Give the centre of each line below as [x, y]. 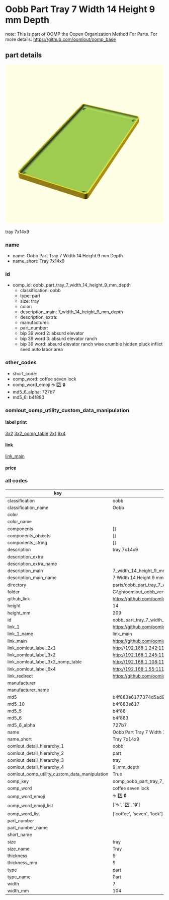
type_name [19, 877]
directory [17, 585]
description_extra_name [32, 564]
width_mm [18, 891]
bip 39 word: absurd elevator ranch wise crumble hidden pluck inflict [91, 344]
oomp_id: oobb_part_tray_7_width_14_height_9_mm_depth [71, 285]
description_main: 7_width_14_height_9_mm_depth [71, 312]
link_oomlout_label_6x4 [32, 669]
